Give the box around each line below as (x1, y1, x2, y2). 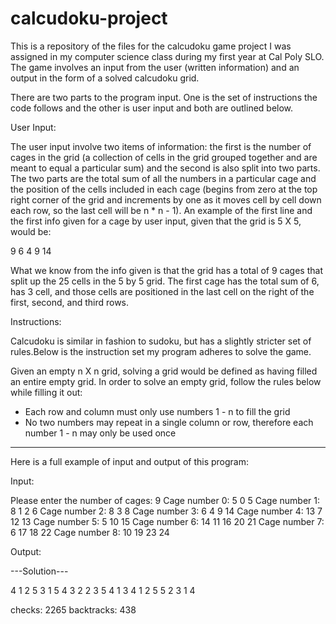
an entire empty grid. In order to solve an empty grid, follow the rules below (10, 375, 322, 387)
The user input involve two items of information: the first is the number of (10, 140, 312, 152)
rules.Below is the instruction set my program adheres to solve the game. (10, 345, 312, 357)
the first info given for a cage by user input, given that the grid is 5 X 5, (10, 215, 302, 227)
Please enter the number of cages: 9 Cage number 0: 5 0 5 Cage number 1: (10, 494, 321, 506)
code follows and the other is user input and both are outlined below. (10, 102, 294, 114)
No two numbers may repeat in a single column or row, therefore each (24, 416, 314, 428)
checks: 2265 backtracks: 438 (10, 603, 137, 616)
